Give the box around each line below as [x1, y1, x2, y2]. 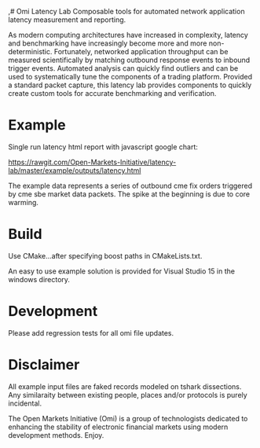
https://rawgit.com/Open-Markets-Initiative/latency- [8, 157, 177, 167]
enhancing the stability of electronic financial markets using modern [8, 422, 229, 431]
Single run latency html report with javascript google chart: [8, 141, 199, 152]
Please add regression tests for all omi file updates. [8, 328, 174, 337]
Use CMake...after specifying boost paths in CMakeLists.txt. [8, 251, 203, 260]
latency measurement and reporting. [8, 15, 126, 24]
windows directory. [8, 274, 71, 284]
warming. [8, 197, 39, 207]
